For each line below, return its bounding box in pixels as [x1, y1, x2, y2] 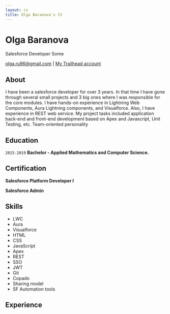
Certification [5, 164, 47, 173]
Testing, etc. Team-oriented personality [5, 121, 88, 128]
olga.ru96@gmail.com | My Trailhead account [5, 60, 101, 67]
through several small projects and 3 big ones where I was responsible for [5, 95, 160, 101]
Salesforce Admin [5, 187, 44, 194]
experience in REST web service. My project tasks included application [5, 110, 154, 117]
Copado [12, 275, 30, 281]
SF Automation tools [12, 286, 55, 292]
